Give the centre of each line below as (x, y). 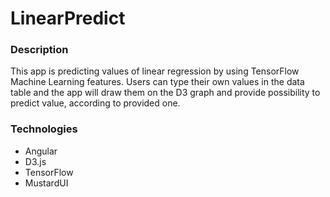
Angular (41, 151)
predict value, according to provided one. (95, 103)
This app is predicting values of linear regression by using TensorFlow (155, 71)
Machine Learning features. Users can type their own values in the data (157, 82)
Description (39, 50)
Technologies (44, 129)
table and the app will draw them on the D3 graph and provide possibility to (165, 93)
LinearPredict (68, 18)
